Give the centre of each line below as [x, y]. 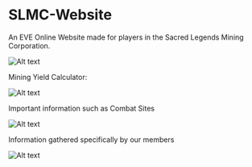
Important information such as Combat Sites [82, 108]
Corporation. [29, 45]
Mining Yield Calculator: [48, 77]
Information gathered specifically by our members [91, 140]
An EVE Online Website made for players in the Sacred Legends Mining [126, 37]
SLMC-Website [60, 15]
